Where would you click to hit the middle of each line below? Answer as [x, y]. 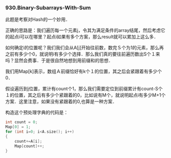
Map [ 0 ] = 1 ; [18, 127]
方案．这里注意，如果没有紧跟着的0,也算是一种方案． [61, 102]
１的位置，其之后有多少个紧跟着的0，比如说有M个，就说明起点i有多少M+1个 [85, 95]
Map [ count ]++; [29, 146]
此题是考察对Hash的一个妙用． [38, 19]
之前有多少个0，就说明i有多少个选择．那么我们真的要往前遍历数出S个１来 [83, 54]
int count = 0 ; [22, 122]
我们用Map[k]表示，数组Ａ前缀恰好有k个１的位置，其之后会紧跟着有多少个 [84, 71]
